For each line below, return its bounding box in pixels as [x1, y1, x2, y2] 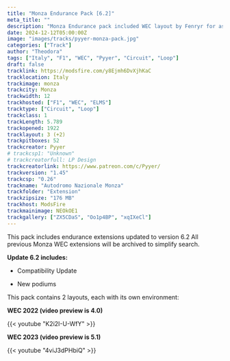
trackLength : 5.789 [7, 118, 63, 125]
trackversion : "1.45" [7, 169, 69, 176]
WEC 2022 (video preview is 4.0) [7, 306, 103, 314]
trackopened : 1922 [7, 125, 60, 132]
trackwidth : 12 [7, 93, 51, 100]
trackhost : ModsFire [7, 201, 66, 208]
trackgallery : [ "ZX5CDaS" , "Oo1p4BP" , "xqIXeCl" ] [7, 214, 152, 221]
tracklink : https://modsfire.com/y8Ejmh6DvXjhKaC [7, 67, 152, 74]
